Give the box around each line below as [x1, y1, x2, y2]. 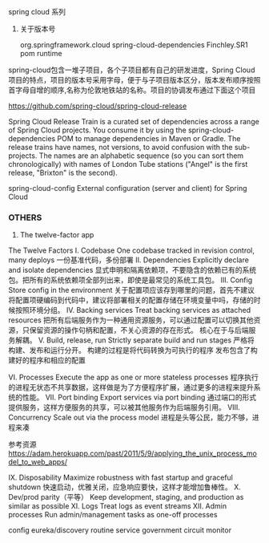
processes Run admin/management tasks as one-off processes [8, 510, 218, 520]
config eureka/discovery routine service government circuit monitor [8, 525, 232, 535]
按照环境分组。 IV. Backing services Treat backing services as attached [14, 306, 251, 315]
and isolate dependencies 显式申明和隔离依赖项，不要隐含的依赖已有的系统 [8, 265, 257, 275]
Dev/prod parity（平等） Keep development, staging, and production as [8, 492, 244, 502]
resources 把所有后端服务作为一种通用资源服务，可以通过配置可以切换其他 [8, 315, 254, 325]
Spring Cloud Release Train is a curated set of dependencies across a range [8, 117, 260, 126]
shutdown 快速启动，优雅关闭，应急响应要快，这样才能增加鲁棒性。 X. [8, 482, 242, 492]
